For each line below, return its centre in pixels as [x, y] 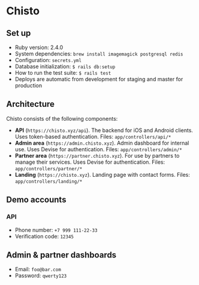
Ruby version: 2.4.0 [39, 47]
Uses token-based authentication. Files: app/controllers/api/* [93, 136]
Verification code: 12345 [44, 236]
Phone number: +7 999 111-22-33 [56, 230]
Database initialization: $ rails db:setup [65, 66]
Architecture [31, 104]
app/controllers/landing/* [49, 181]
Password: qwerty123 [41, 275]
